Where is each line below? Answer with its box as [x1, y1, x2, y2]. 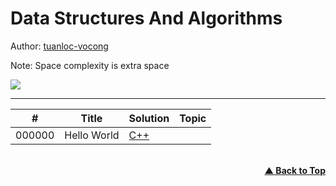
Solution [128, 111, 170, 125]
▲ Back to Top [264, 164, 326, 176]
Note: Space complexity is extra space [10, 59, 170, 71]
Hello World [64, 128, 120, 142]
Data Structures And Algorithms [10, 7, 283, 30]
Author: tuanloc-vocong [10, 40, 109, 52]
